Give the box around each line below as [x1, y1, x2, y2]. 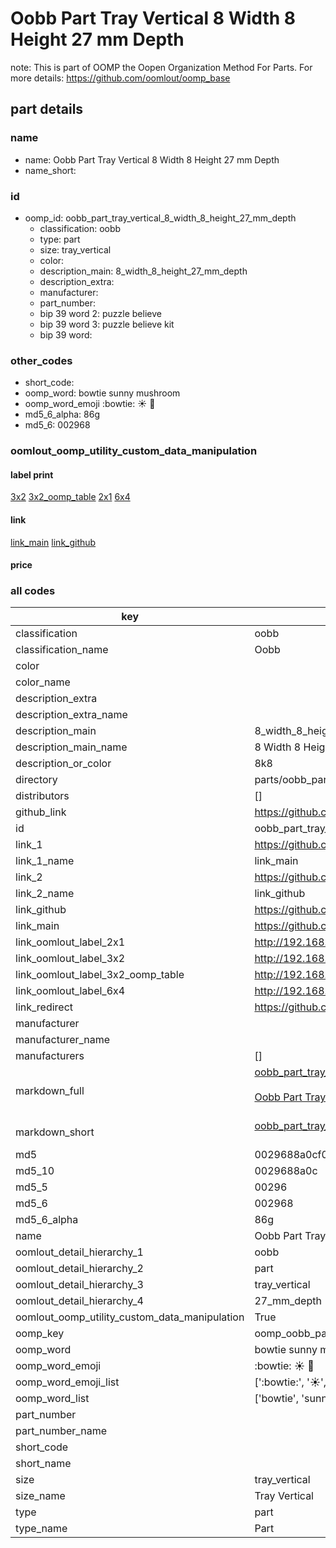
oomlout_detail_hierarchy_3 [15, 1278, 144, 1292]
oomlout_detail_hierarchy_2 [15, 1262, 144, 1276]
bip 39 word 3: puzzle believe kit [39, 318, 175, 330]
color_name [15, 675, 71, 689]
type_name [15, 1522, 68, 1536]
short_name [15, 1457, 72, 1471]
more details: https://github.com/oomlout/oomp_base [10, 72, 231, 84]
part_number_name [15, 1424, 107, 1438]
